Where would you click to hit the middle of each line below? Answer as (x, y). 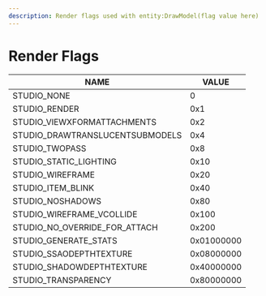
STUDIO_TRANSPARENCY (62, 280)
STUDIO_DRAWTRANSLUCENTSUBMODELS (97, 135)
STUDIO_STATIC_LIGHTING (65, 161)
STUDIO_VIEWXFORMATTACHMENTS (84, 122)
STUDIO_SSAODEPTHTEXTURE (73, 254)
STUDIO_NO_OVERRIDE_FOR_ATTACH (85, 227)
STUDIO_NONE (41, 96)
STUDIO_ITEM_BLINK (54, 187)
